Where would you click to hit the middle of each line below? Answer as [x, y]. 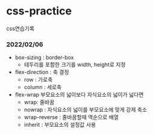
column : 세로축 [43, 87]
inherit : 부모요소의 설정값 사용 [60, 125]
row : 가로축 [38, 80]
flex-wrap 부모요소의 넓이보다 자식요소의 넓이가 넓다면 [79, 95]
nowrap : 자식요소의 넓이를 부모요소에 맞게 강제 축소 [86, 110]
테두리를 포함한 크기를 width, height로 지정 [75, 65]
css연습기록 [20, 28]
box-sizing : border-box [44, 58]
